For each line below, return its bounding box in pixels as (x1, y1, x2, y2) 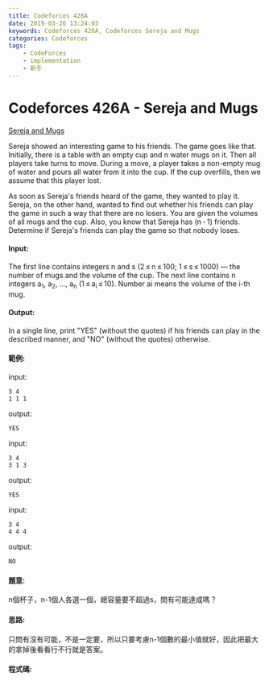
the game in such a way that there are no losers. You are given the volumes (8, 208, 259, 218)
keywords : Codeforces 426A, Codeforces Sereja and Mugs (8, 27, 200, 35)
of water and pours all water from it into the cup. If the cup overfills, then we (8, 167, 262, 176)
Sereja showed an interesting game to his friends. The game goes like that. (8, 141, 257, 151)
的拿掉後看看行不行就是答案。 (8, 644, 107, 654)
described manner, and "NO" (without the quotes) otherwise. (8, 334, 211, 343)
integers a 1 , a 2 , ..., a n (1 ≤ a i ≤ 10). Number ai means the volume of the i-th (8, 279, 251, 290)
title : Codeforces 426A (8, 11, 89, 20)
